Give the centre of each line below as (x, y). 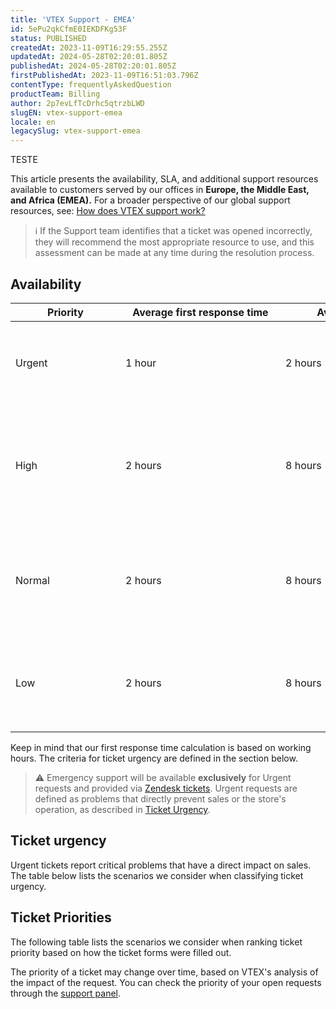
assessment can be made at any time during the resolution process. (174, 253)
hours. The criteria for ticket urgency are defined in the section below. (154, 758)
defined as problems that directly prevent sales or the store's (160, 798)
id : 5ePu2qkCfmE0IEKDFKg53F (69, 29)
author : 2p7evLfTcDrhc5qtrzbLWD (77, 103)
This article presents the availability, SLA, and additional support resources (164, 179)
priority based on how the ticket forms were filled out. (121, 952)
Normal (32, 580)
